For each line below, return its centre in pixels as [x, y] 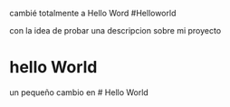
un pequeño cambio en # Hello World [79, 92]
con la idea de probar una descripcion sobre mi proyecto [115, 30]
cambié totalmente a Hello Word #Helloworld [93, 13]
